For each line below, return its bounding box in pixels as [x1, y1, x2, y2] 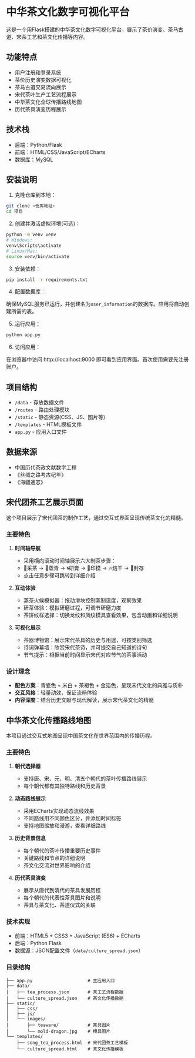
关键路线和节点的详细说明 [23, 855, 86, 862]
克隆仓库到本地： [14, 192, 56, 199]
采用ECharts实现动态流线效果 [23, 808, 95, 815]
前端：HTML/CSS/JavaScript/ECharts [14, 148, 106, 156]
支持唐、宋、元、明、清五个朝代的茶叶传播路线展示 [23, 775, 147, 782]
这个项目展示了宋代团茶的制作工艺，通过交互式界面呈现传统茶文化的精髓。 [6, 514, 186, 521]
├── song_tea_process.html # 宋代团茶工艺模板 [16, 1040, 128, 1046]
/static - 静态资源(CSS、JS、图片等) [14, 414, 106, 421]
